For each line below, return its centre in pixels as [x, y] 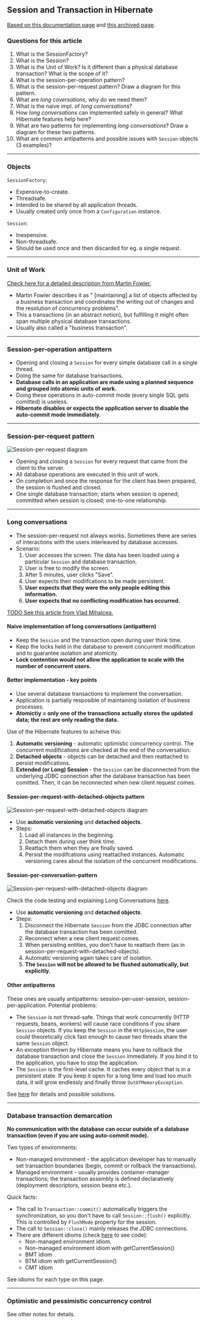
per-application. [27, 1005]
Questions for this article [45, 40]
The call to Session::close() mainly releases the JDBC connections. [102, 1228]
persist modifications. [43, 763]
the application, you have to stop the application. [77, 1063]
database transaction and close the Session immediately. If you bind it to [107, 1056]
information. [41, 594]
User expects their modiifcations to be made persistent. [95, 581]
